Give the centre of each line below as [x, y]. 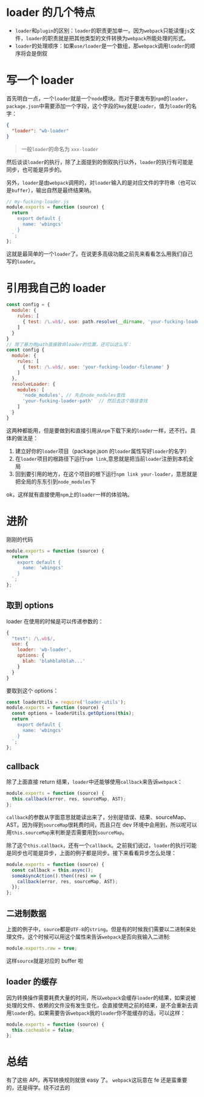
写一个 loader [40, 80]
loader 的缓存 [32, 982]
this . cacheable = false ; [43, 1030]
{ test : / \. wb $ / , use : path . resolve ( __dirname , [84, 322]
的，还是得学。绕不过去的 [38, 1088]
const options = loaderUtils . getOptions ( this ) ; [73, 714]
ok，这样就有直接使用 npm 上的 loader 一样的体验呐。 [70, 494]
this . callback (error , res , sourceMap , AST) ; [69, 799]
